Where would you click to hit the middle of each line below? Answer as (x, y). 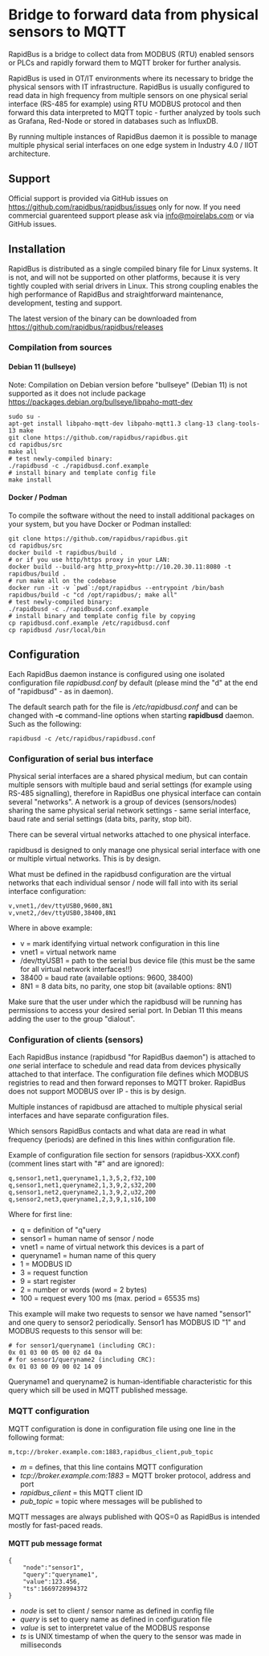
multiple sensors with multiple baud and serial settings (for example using (130, 785)
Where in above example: (50, 928)
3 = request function (54, 1273)
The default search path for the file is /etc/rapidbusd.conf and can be (123, 707)
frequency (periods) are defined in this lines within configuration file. (122, 1140)
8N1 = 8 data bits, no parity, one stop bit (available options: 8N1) (126, 986)
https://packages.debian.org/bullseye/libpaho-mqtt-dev (100, 402)
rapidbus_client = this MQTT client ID (81, 1492)
